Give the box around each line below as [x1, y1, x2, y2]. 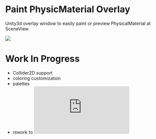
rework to [12, 129, 33, 135]
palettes [12, 80, 30, 87]
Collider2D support [12, 69, 53, 76]
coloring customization [12, 75, 61, 81]
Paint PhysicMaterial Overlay [5, 4, 131, 15]
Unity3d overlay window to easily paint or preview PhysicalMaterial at [5, 20, 151, 26]
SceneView [5, 25, 29, 31]
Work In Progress [5, 53, 80, 64]
